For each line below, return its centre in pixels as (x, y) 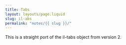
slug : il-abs (19, 19)
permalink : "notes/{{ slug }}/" (38, 23)
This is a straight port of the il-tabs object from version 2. (63, 37)
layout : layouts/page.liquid (35, 14)
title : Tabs (17, 10)
